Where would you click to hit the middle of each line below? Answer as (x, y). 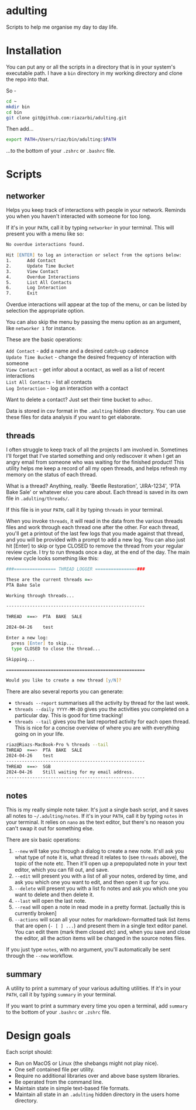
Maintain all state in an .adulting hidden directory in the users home (97, 1094)
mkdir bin (18, 107)
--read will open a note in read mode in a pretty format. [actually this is (100, 907)
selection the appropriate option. (45, 311)
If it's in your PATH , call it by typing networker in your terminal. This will (90, 228)
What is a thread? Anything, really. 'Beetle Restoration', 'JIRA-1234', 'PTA (93, 486)
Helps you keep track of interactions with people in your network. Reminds (96, 210)
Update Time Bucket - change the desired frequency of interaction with (91, 357)
